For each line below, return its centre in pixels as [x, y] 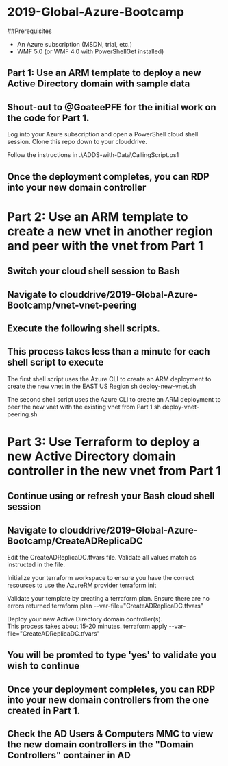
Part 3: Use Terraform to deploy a [103, 441]
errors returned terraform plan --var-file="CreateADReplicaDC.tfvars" [105, 606]
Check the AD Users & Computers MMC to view [110, 734]
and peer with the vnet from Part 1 [105, 246]
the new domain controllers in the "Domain [100, 745]
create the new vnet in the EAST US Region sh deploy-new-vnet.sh [102, 386]
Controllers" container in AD [69, 755]
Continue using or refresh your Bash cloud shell [111, 496]
